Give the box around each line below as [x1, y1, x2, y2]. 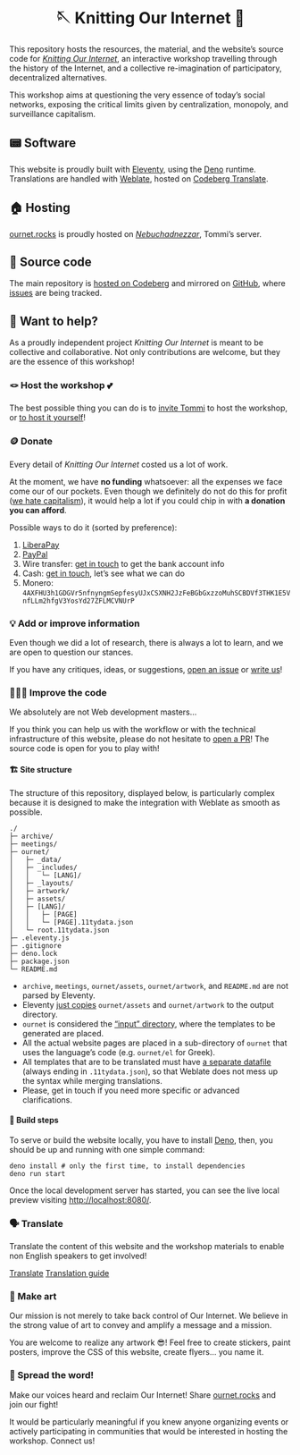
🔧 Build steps [9, 1115, 60, 1126]
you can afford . [9, 504, 67, 515]
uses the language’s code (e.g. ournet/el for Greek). [21, 1046, 216, 1057]
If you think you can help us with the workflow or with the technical [9, 724, 256, 735]
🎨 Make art [9, 1290, 57, 1302]
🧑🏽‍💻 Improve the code [9, 687, 107, 698]
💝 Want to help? [9, 313, 98, 328]
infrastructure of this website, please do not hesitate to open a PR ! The [9, 733, 270, 744]
